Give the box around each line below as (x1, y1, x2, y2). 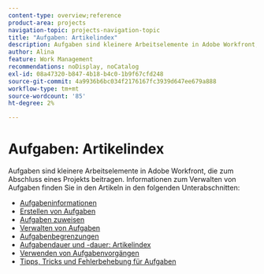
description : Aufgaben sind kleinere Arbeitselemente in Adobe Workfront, (8, 41, 259, 49)
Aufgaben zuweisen (19, 215, 85, 224)
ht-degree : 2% (8, 99, 55, 107)
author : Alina (8, 48, 55, 56)
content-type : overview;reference (8, 11, 122, 20)
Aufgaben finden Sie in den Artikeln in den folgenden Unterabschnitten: (8, 183, 240, 193)
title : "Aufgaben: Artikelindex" (8, 33, 118, 42)
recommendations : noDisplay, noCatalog (8, 63, 139, 71)
